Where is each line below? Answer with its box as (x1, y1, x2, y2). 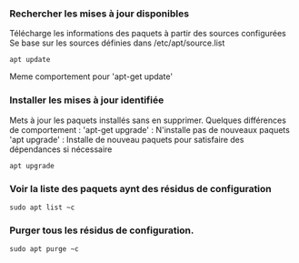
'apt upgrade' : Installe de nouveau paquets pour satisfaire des (9, 134, 244, 145)
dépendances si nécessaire (9, 144, 113, 155)
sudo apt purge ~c (9, 245, 79, 254)
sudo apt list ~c (9, 203, 75, 212)
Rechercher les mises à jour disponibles (9, 7, 189, 20)
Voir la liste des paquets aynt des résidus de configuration (9, 182, 273, 195)
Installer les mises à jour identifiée (9, 94, 164, 106)
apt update (9, 56, 51, 65)
